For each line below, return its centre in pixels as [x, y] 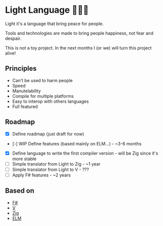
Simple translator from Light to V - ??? [51, 169]
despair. [13, 38]
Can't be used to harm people [42, 80]
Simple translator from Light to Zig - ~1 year [56, 164]
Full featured [25, 106]
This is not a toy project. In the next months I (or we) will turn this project [79, 48]
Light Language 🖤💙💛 [47, 10]
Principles [21, 69]
